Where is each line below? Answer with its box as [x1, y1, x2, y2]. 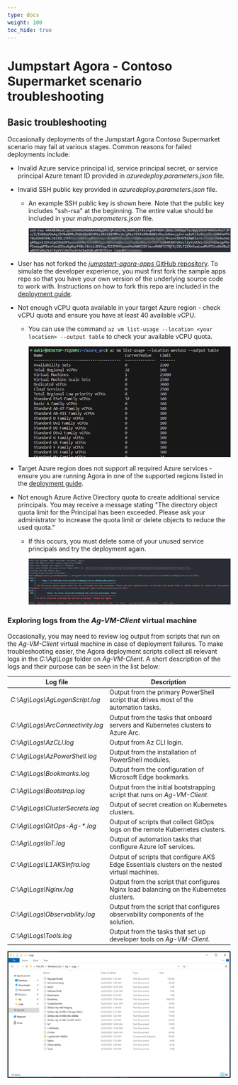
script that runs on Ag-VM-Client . [109, 790, 209, 799]
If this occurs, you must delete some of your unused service [28, 536, 204, 545]
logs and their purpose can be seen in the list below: [7, 662, 161, 671]
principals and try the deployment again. [28, 544, 147, 553]
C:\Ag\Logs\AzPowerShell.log [10, 752, 97, 760]
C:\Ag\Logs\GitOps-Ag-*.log [10, 821, 97, 830]
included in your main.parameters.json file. [28, 214, 154, 223]
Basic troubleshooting [7, 116, 108, 128]
